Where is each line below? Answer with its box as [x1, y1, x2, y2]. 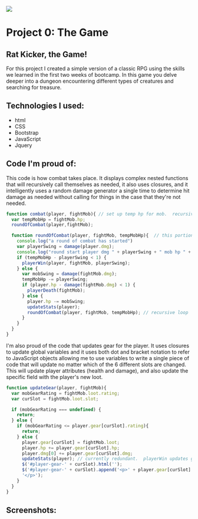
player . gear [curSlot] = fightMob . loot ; [21, 439, 120, 445]
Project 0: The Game [6, 26, 109, 40]
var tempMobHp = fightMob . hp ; [11, 216, 85, 223]
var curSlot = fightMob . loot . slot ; [11, 396, 99, 402]
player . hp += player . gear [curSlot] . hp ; [21, 445, 120, 451]
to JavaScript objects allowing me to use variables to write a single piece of [6, 354, 190, 361]
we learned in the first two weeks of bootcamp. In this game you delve [6, 71, 177, 78]
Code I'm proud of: [6, 159, 77, 169]
